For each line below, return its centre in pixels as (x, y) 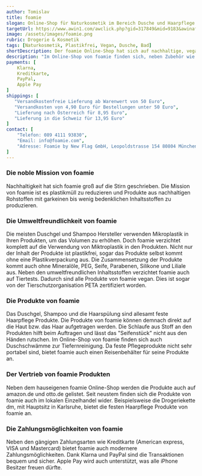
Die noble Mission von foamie (50, 173)
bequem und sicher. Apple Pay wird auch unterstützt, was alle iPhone (92, 461)
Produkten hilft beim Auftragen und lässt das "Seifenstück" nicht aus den (97, 333)
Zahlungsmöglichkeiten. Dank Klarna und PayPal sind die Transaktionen (95, 454)
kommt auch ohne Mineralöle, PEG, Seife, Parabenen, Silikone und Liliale (96, 266)
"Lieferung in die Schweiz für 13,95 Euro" (69, 118)
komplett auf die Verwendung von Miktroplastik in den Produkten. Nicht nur (99, 247)
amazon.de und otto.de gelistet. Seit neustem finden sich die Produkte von (99, 394)
